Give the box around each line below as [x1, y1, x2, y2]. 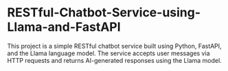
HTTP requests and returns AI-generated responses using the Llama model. [7, 56, 222, 64]
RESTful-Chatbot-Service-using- [7, 5, 201, 20]
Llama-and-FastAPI [7, 19, 122, 35]
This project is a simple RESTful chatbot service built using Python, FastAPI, [7, 42, 222, 50]
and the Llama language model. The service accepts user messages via [7, 49, 210, 57]
